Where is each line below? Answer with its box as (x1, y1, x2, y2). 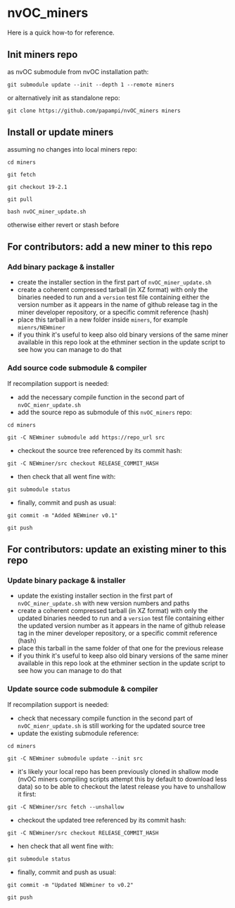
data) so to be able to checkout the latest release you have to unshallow (17, 782, 227, 791)
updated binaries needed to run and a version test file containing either (17, 614, 224, 622)
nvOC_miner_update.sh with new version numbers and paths (17, 599, 190, 607)
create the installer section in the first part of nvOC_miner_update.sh (17, 278, 212, 286)
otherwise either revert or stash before (7, 220, 120, 229)
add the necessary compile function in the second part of (17, 393, 185, 401)
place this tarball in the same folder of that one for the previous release (17, 644, 224, 653)
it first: (17, 789, 37, 798)
